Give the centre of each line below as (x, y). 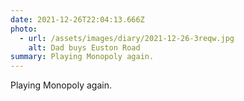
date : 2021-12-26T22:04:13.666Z (77, 19)
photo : (24, 29)
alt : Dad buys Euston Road (84, 47)
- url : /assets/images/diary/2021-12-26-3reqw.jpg (127, 38)
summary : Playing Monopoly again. (82, 57)
